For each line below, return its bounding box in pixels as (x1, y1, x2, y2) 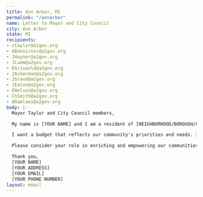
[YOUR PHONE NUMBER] (11, 176, 63, 182)
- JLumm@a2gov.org (6, 59, 53, 65)
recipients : (6, 37, 36, 43)
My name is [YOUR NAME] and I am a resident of (11, 121, 134, 127)
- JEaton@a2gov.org (6, 82, 56, 88)
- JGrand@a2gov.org (6, 76, 56, 82)
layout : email (6, 182, 42, 188)
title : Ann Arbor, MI (6, 8, 61, 15)
